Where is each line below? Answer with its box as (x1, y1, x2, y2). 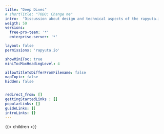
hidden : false (5, 79, 34, 84)
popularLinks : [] (5, 101, 41, 106)
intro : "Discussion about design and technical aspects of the (5, 16, 139, 21)
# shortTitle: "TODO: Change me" (5, 12, 73, 17)
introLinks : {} (5, 111, 36, 115)
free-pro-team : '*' (9, 30, 49, 35)
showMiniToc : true (5, 57, 42, 62)
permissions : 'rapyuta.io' (5, 47, 60, 53)
